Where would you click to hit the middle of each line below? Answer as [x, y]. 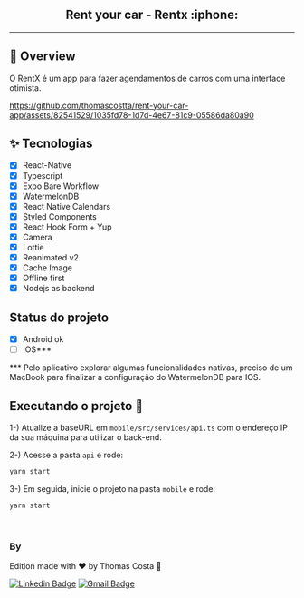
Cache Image [47, 268]
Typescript [43, 175]
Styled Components [60, 216]
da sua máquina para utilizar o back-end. [86, 437]
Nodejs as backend [58, 289]
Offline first [43, 278]
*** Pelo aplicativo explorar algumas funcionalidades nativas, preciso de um [151, 368]
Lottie [33, 247]
